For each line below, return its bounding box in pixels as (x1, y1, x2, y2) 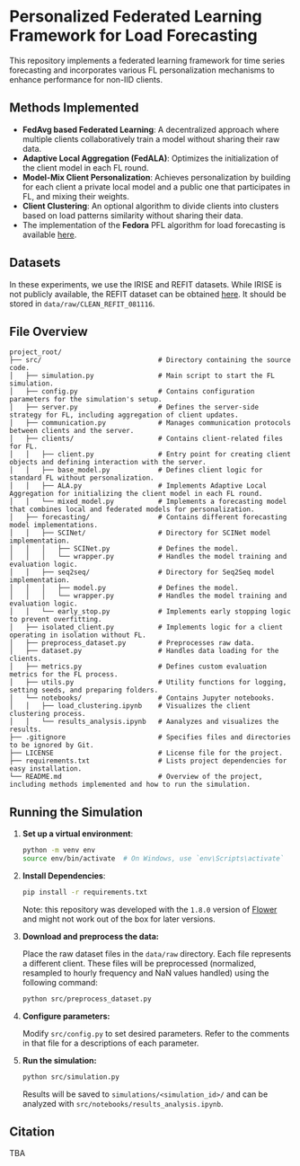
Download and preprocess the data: (22, 931, 160, 941)
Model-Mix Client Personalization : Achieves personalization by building (22, 172, 291, 182)
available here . (22, 229, 77, 240)
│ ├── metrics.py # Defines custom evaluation (9, 662, 268, 671)
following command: (22, 976, 99, 987)
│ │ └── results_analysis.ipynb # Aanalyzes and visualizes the (9, 717, 279, 727)
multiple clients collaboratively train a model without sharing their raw (22, 133, 280, 145)
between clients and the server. (9, 427, 135, 436)
